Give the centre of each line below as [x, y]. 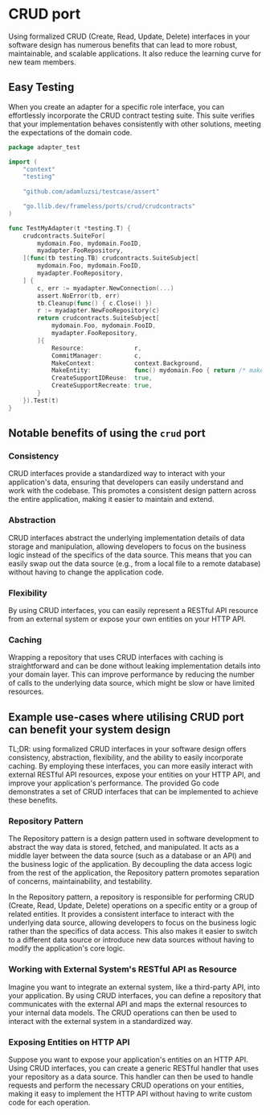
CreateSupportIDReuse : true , [102, 378]
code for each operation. [49, 1102]
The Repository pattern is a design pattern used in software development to [134, 839]
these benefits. [33, 800]
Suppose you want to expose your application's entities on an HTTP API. [129, 1059]
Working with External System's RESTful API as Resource [123, 969]
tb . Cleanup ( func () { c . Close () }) [95, 303]
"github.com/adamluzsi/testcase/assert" [91, 192]
